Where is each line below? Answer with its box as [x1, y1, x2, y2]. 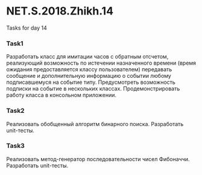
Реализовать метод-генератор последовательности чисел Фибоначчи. [6, 155, 190, 162]
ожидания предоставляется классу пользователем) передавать [6, 66, 172, 73]
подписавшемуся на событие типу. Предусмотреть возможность [6, 78, 176, 86]
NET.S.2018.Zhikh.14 [6, 4, 113, 18]
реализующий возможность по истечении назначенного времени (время [6, 59, 197, 67]
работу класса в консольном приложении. [6, 92, 116, 99]
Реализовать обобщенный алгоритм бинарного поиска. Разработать [6, 120, 184, 127]
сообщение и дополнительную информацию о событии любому [6, 72, 172, 80]
